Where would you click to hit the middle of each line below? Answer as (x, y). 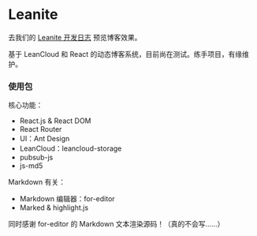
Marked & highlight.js (54, 208)
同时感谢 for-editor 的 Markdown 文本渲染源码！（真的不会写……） (116, 224)
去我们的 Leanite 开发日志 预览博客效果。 (75, 37)
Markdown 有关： (37, 182)
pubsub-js (36, 157)
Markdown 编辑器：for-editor (67, 199)
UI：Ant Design (45, 139)
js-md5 (31, 166)
